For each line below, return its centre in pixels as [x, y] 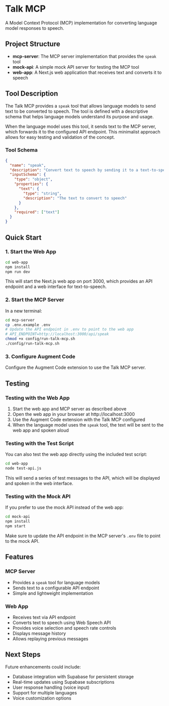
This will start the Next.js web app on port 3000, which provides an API [79, 281]
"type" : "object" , [33, 179]
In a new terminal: [24, 311]
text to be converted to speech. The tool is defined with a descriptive [77, 111]
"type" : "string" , [43, 193]
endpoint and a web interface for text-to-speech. [56, 287]
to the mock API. [22, 541]
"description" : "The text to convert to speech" [75, 198]
